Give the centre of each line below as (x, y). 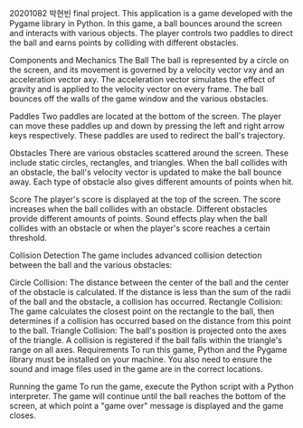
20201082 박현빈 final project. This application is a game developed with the (151, 13)
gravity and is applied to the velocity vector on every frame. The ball (137, 89)
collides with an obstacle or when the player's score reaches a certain (140, 228)
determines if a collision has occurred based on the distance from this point (150, 321)
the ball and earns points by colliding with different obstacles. (124, 43)
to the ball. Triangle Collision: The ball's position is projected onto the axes (148, 330)
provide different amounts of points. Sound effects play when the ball (138, 219)
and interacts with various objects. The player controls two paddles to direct (151, 33)
